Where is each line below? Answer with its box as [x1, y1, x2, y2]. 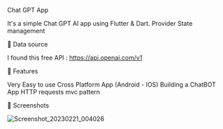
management [7, 27, 45, 35]
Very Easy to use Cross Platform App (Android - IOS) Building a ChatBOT [7, 80, 216, 89]
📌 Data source [7, 40, 48, 48]
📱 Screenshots [7, 101, 49, 110]
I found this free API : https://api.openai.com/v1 [7, 53, 143, 62]
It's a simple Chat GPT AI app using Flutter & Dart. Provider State [7, 19, 193, 27]
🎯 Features [7, 67, 38, 75]
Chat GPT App [7, 6, 49, 14]
